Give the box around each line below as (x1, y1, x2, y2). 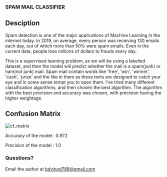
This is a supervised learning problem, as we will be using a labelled (5, 57, 145, 63)
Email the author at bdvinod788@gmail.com (5, 166, 95, 172)
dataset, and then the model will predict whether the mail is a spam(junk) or (5, 63, 161, 69)
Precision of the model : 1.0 (5, 142, 61, 148)
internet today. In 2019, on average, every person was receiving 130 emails (5, 37, 159, 43)
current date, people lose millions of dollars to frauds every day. (5, 48, 137, 54)
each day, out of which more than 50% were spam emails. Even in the (5, 42, 149, 48)
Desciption (5, 19, 40, 27)
